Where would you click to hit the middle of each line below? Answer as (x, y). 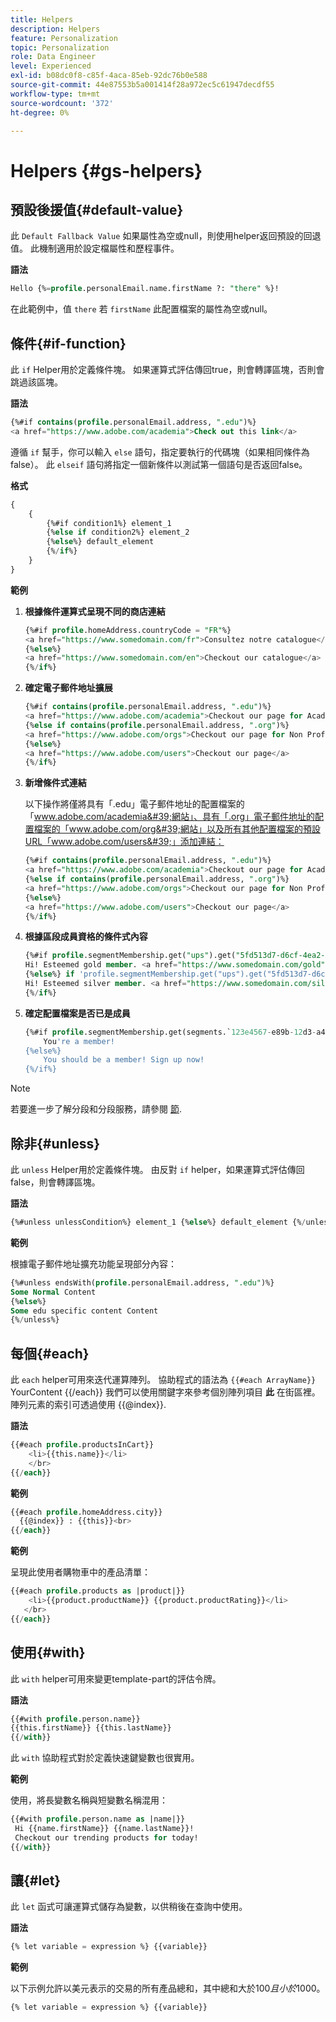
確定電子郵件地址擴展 (68, 688)
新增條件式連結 (55, 783)
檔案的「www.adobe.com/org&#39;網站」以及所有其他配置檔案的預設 (177, 829)
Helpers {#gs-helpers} (106, 170)
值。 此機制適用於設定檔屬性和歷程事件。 (95, 248)
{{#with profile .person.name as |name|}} (98, 1819)
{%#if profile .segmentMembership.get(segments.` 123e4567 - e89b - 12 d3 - (170, 1032)
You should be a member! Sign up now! (124, 1060)
